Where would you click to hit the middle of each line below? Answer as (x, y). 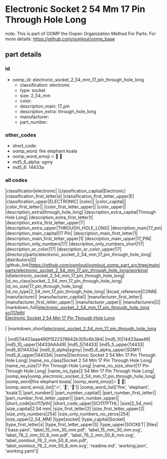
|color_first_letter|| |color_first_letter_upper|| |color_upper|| (66, 207)
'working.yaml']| (22, 451)
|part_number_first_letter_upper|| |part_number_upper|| (62, 398)
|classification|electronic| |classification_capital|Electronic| (66, 191)
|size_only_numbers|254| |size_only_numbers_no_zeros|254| (68, 414)
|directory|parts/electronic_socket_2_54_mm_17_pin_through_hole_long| (79, 255)
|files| (152, 425)
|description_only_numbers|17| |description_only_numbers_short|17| (75, 244)
